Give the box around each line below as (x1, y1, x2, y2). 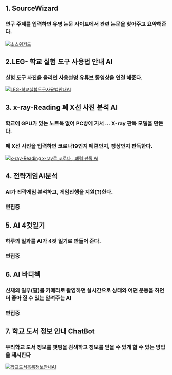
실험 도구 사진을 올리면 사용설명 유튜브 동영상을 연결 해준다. (5, 74, 143, 81)
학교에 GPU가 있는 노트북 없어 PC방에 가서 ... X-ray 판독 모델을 (5, 120, 152, 127)
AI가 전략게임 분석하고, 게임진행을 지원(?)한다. (5, 189, 113, 196)
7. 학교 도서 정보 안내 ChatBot (5, 327, 95, 336)
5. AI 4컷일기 (5, 221, 45, 230)
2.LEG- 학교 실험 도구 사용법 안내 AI (5, 58, 113, 66)
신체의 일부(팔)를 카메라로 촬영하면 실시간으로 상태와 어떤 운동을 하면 (5, 287, 164, 294)
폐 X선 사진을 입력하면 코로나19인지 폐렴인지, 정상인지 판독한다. (5, 142, 153, 149)
